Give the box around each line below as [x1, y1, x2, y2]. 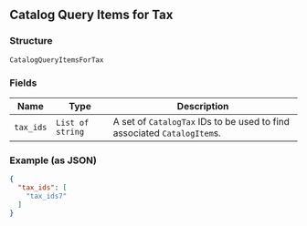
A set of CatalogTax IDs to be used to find [112, 115, 291, 128]
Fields [9, 77, 37, 89]
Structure [9, 35, 53, 47]
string [56, 127, 85, 137]
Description [176, 99, 229, 112]
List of [56, 118, 90, 128]
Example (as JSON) [9, 154, 98, 167]
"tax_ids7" [26, 191, 68, 201]
